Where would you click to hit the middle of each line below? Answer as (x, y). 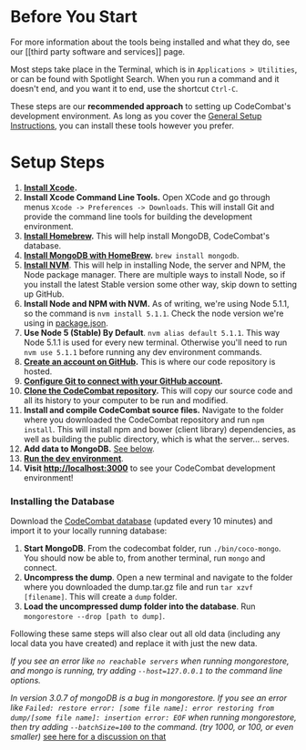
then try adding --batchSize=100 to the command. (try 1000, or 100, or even (152, 727)
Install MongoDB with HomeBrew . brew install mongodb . (131, 255)
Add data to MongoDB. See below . (89, 449)
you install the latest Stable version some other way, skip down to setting (160, 284)
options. (26, 681)
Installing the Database (62, 501)
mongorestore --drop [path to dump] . (94, 616)
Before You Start (74, 17)
